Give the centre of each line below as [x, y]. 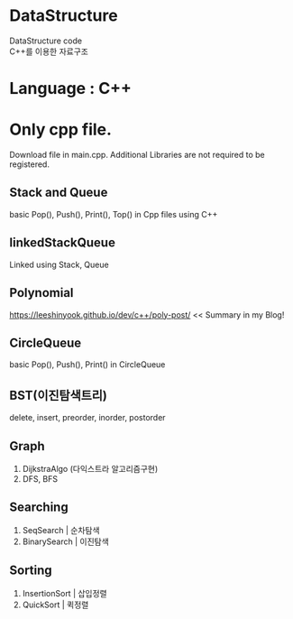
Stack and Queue [59, 193]
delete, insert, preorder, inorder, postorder [87, 418]
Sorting [31, 571]
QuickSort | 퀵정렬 [55, 605]
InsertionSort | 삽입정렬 [65, 593]
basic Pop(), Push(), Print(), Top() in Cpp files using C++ [114, 214]
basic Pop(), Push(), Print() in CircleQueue [87, 365]
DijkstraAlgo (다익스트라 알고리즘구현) [90, 468]
